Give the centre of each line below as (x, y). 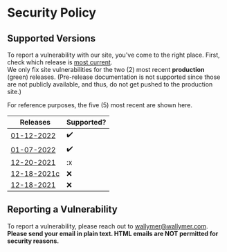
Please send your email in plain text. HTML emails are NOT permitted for (113, 233)
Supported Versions (51, 38)
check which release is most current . (60, 62)
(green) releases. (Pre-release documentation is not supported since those (114, 77)
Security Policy (52, 13)
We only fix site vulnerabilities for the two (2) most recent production (106, 70)
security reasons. (33, 241)
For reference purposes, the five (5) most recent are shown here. (100, 105)
